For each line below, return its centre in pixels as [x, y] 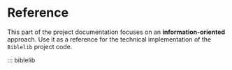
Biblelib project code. [40, 46]
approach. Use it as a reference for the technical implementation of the [109, 39]
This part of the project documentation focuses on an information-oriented [116, 32]
